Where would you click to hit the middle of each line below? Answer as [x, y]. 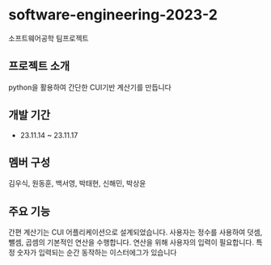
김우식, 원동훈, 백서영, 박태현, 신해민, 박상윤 [77, 183]
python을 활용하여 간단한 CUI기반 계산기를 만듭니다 [90, 87]
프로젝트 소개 [39, 66]
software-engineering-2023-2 [113, 15]
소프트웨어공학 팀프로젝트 [49, 38]
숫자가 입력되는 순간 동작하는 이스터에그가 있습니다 [97, 253]
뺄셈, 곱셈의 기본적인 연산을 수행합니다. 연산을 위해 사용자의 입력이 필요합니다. [131, 242]
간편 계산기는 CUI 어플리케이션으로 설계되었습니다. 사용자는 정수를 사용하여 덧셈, [135, 233]
